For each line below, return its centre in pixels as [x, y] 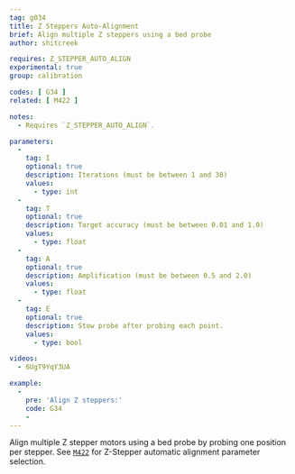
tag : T [38, 208]
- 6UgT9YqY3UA [44, 367]
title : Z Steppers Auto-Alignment [74, 26]
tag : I [38, 159]
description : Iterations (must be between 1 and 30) [127, 175]
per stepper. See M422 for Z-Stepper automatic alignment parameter [135, 452]
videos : [24, 359]
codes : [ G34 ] [38, 92]
